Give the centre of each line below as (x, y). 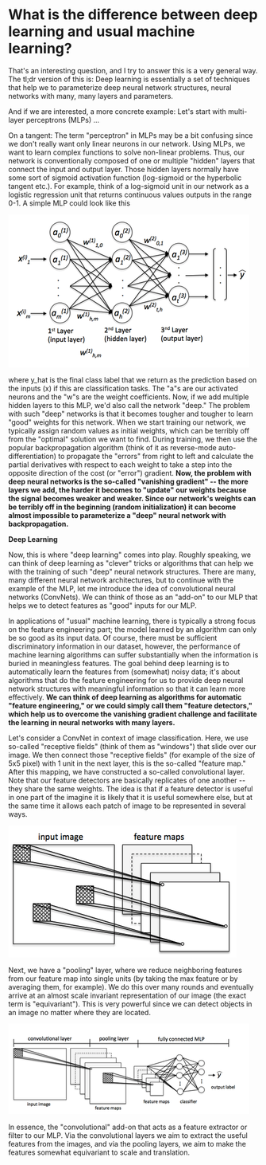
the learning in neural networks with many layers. (92, 722)
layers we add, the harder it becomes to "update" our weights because (127, 490)
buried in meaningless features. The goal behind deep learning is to (119, 663)
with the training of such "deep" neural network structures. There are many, (132, 571)
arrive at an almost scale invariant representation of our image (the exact (127, 995)
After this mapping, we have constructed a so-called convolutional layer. (127, 771)
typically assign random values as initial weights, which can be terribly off (129, 430)
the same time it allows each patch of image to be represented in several (127, 806)
